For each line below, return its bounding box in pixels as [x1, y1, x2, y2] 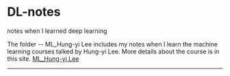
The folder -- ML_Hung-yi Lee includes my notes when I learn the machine [7, 40, 218, 48]
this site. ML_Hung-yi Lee [7, 54, 79, 62]
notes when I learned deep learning [7, 27, 107, 35]
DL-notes [7, 4, 61, 20]
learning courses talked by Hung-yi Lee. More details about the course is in [7, 47, 220, 55]
